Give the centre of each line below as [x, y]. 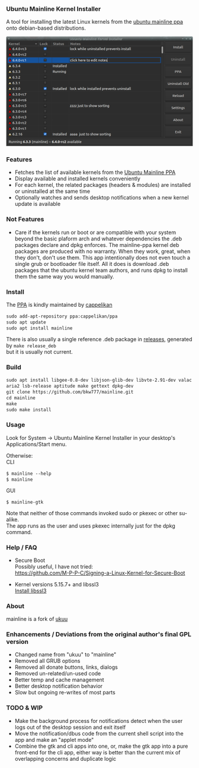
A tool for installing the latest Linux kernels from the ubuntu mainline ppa [95, 22]
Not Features [25, 220]
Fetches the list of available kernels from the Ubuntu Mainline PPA [95, 172]
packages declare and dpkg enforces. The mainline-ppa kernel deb [97, 245]
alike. [13, 519]
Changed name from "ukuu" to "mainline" [65, 655]
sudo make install [29, 410]
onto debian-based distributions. [46, 28]
